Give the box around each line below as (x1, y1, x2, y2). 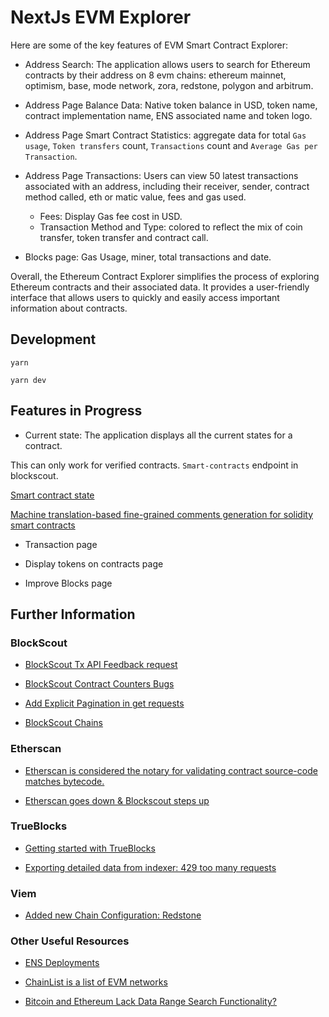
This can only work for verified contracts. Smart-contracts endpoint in (10, 459, 299, 471)
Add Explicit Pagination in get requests (24, 697, 185, 710)
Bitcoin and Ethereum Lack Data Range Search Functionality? (24, 996, 278, 1008)
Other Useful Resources (10, 934, 130, 948)
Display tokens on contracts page (24, 557, 164, 570)
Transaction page (24, 538, 98, 550)
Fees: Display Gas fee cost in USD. (39, 210, 183, 222)
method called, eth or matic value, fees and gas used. (24, 191, 247, 203)
